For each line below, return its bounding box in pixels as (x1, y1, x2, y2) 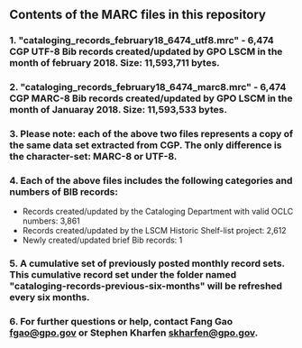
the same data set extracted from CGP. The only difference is (9, 139, 282, 151)
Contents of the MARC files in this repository (9, 7, 267, 23)
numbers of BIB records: (9, 186, 119, 198)
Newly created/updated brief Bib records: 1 (22, 234, 183, 246)
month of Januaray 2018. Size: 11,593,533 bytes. (9, 104, 228, 116)
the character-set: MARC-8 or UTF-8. (9, 151, 178, 163)
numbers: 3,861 (22, 215, 81, 226)
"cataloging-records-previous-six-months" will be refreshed (9, 279, 282, 292)
